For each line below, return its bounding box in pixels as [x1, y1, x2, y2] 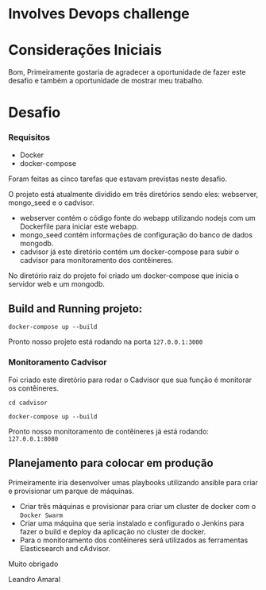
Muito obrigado [8, 559, 59, 569]
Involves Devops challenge [8, 5, 191, 23]
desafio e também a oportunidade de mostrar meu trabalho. [8, 76, 204, 86]
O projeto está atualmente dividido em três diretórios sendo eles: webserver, [8, 189, 259, 199]
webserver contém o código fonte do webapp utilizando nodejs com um [19, 213, 256, 222]
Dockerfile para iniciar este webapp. [19, 222, 139, 231]
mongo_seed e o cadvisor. [8, 198, 95, 207]
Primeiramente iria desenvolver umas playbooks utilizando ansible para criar [8, 477, 258, 487]
